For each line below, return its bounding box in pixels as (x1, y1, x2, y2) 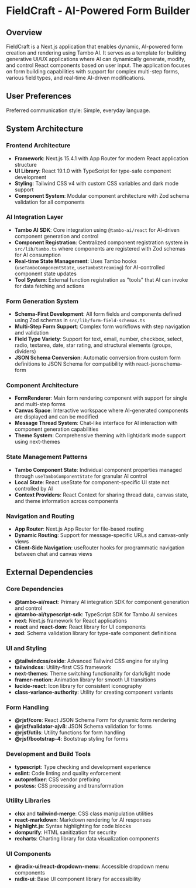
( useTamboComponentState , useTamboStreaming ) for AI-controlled (14, 264, 165, 271)
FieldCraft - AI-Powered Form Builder (6, 4, 190, 18)
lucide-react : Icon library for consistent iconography (14, 682, 142, 689)
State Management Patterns (6, 453, 88, 461)
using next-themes (14, 438, 60, 445)
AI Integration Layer (6, 213, 64, 221)
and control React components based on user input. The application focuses (6, 62, 191, 69)
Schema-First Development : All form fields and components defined (14, 310, 181, 318)
